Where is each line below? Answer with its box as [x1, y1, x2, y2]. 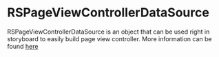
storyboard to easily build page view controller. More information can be [7, 34, 212, 43]
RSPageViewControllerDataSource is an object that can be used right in [7, 27, 210, 36]
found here [7, 42, 39, 50]
